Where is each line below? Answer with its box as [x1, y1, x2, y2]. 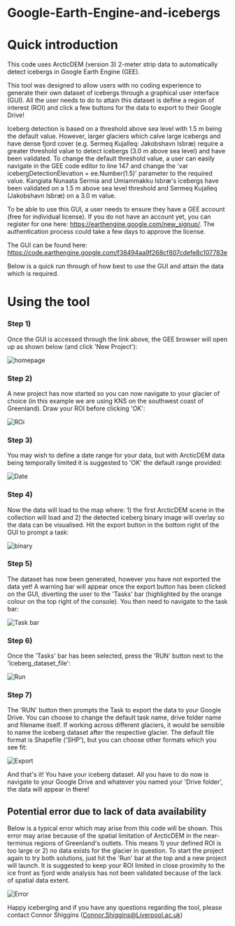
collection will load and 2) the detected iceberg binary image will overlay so [7, 513, 225, 521]
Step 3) [7, 435, 33, 445]
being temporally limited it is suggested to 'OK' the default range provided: [7, 459, 222, 467]
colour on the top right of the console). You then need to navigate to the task [7, 597, 228, 605]
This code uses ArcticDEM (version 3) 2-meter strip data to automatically [7, 60, 218, 69]
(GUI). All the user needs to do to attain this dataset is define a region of [7, 96, 215, 104]
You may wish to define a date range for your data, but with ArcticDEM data [7, 451, 225, 459]
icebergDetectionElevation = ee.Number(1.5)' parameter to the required [7, 170, 213, 178]
